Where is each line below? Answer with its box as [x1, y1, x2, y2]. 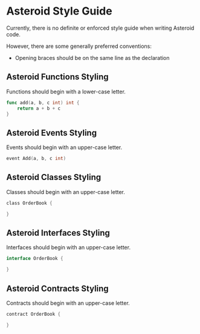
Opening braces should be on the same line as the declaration [15, 54, 170, 61]
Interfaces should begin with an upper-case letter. [6, 244, 131, 251]
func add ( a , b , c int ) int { [6, 99, 80, 105]
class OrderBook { [6, 200, 53, 206]
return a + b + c [17, 105, 61, 112]
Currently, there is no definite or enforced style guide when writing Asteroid [6, 24, 195, 32]
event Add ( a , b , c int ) [6, 156, 66, 162]
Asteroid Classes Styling [6, 172, 102, 182]
